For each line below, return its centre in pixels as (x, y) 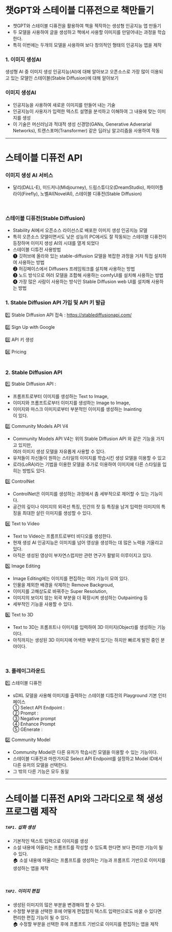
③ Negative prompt (34, 719)
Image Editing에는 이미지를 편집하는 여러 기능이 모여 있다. (71, 578)
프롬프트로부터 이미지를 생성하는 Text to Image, (61, 396)
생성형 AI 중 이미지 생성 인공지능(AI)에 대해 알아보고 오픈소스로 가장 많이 (77, 72)
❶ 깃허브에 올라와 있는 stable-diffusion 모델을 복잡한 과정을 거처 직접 (83, 256)
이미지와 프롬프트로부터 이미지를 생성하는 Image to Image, (71, 403)
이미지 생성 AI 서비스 (29, 175)
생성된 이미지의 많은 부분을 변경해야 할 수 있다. (59, 905)
